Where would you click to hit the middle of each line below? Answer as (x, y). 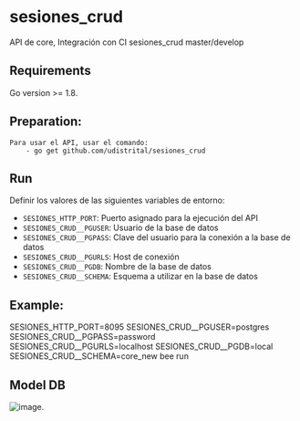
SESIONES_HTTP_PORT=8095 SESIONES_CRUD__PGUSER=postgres (140, 327)
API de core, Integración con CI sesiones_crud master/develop (127, 42)
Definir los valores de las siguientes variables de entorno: (117, 200)
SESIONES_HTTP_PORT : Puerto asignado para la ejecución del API (140, 218)
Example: (36, 305)
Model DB (37, 385)
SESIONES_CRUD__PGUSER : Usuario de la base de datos (120, 228)
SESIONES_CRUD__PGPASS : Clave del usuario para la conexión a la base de (156, 237)
